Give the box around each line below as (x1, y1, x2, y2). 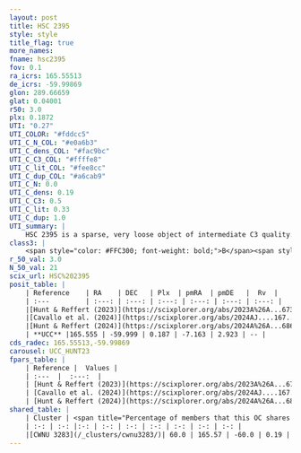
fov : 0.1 (9, 64, 42, 73)
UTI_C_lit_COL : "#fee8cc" (9, 163, 106, 172)
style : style (9, 30, 58, 39)
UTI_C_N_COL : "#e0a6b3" (9, 138, 99, 147)
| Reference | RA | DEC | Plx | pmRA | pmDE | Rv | (25, 288, 279, 297)
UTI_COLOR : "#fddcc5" (9, 130, 90, 139)
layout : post (9, 13, 58, 22)
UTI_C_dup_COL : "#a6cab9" (9, 171, 106, 180)
